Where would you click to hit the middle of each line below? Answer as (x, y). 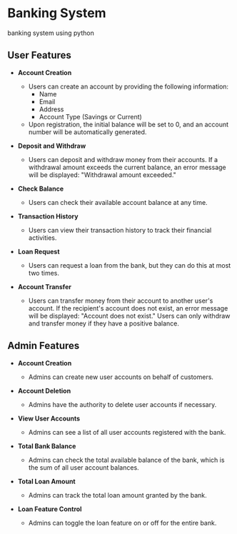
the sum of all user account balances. (84, 467)
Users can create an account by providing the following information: (128, 86)
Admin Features (44, 346)
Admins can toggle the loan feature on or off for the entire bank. (122, 523)
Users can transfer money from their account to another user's (121, 301)
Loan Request (39, 251)
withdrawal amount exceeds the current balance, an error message (127, 167)
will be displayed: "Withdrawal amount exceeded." (102, 175)
